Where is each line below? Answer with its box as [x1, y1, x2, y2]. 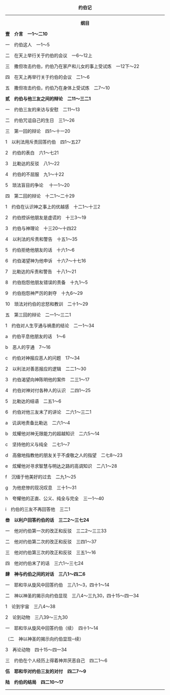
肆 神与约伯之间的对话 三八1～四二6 [5, 571, 86, 577]
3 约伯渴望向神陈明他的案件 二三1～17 [5, 377, 90, 382]
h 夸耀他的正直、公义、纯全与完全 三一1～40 [5, 495, 104, 501]
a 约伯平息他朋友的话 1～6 [5, 334, 66, 339]
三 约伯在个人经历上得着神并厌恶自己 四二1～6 [5, 657, 108, 663]
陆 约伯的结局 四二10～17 [5, 679, 64, 685]
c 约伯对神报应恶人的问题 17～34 [5, 355, 80, 361]
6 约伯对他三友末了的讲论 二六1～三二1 [5, 409, 92, 415]
